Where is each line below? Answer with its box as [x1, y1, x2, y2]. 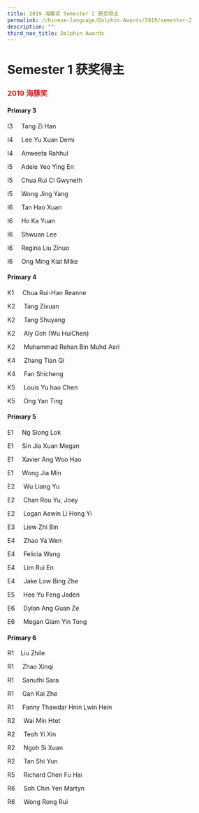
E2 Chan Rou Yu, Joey [7, 495, 78, 504]
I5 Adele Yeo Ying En [7, 162, 75, 171]
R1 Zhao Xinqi [7, 662, 54, 671]
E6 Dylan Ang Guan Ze [7, 604, 80, 612]
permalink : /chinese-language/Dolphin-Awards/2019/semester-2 [7, 17, 192, 24]
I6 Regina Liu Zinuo [7, 244, 70, 252]
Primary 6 [7, 633, 37, 642]
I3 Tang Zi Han [7, 121, 57, 130]
